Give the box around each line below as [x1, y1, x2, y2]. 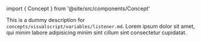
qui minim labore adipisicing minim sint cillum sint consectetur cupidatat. [6, 29, 187, 36]
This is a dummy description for [6, 17, 86, 23]
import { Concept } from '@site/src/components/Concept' [6, 5, 150, 12]
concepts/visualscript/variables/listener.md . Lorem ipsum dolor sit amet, [6, 23, 195, 30]
